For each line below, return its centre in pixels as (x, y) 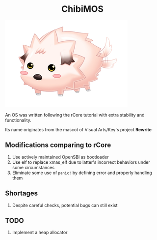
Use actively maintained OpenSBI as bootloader (60, 157)
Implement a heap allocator (40, 233)
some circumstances (33, 167)
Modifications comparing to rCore (58, 145)
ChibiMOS (82, 9)
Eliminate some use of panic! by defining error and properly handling (82, 173)
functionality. (18, 120)
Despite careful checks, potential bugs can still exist (65, 205)
